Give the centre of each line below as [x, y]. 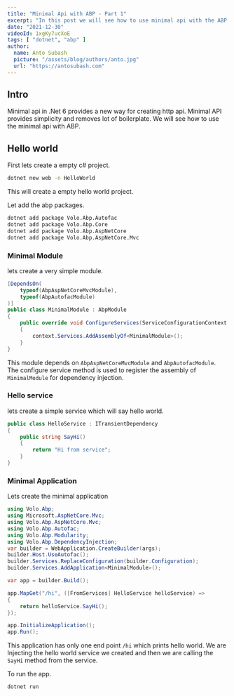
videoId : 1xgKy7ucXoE [39, 33]
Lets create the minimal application [58, 497]
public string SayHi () [53, 437]
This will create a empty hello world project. [70, 192]
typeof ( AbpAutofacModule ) [58, 297]
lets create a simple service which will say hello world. [85, 411]
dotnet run [23, 687]
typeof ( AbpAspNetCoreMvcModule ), [69, 290]
